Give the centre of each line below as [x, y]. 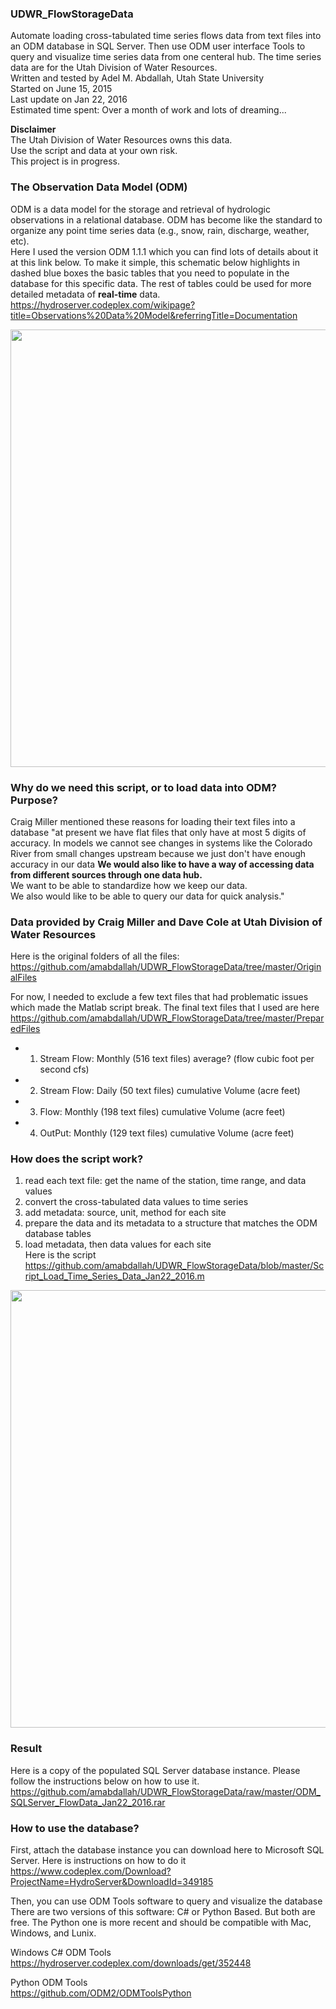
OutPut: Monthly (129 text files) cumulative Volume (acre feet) [167, 1133]
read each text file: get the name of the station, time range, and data [165, 1181]
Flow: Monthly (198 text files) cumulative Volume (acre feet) [162, 1112]
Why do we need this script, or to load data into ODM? [143, 787]
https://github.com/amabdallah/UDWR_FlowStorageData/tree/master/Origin [166, 967]
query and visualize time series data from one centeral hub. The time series [166, 57]
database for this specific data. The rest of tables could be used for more [161, 283]
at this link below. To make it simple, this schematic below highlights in [155, 262]
